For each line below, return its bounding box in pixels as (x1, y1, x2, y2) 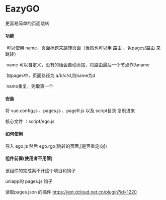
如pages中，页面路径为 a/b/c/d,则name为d (6, 72, 96, 78)
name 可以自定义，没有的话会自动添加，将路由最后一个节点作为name (6, 62, 150, 68)
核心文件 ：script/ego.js (5, 119, 55, 125)
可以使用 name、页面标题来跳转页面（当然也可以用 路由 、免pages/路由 (6, 45, 155, 51)
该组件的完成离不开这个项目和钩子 (5, 167, 76, 173)
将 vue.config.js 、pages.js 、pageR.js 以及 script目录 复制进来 (5, 108, 135, 114)
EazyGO (5, 3, 40, 15)
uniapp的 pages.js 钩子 (5, 178, 53, 184)
